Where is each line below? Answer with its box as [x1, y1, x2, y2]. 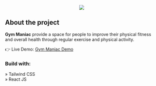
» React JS [5, 76, 27, 82]
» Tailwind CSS [5, 71, 35, 77]
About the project [5, 18, 60, 27]
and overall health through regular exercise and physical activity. [5, 36, 135, 42]
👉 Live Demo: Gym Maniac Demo [5, 46, 74, 52]
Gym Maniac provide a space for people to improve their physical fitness [5, 31, 152, 37]
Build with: [5, 60, 31, 67]
